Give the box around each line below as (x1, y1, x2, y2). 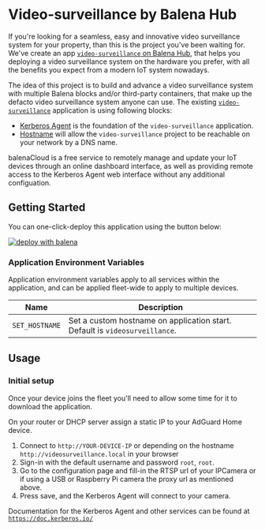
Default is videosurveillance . (68, 325, 177, 336)
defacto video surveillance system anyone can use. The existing (8, 97, 217, 106)
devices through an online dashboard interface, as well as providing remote (8, 161, 254, 170)
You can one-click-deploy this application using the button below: (8, 222, 222, 231)
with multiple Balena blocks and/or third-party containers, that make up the (8, 88, 252, 98)
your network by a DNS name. (19, 137, 118, 147)
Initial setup (8, 375, 54, 386)
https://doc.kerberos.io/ (8, 514, 93, 522)
